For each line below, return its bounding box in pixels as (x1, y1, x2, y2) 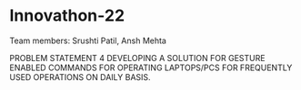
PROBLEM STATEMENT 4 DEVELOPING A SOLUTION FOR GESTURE (9, 52, 266, 63)
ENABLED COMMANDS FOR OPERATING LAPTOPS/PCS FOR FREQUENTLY (9, 62, 293, 73)
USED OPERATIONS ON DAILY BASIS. (9, 71, 152, 82)
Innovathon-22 (9, 5, 125, 26)
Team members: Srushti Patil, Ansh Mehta (9, 35, 166, 46)
